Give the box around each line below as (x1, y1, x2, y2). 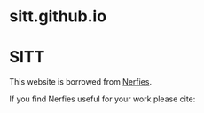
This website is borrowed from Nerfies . (9, 77, 153, 87)
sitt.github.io (9, 6, 107, 27)
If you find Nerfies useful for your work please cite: (9, 93, 196, 104)
